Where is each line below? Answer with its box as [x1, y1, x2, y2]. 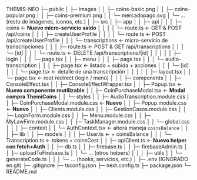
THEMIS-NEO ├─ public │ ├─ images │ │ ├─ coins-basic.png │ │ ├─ [6, 6, 173, 12]
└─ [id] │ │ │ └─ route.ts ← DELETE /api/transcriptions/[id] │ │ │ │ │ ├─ [6, 49, 181, 56]
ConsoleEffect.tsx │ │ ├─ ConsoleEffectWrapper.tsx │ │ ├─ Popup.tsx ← [6, 81, 182, 88]
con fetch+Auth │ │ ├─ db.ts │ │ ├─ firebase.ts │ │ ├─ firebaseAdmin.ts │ [6, 143, 188, 150]
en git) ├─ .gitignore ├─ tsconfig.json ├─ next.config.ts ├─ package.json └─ [6, 162, 191, 169]
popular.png [6, 12, 35, 19]
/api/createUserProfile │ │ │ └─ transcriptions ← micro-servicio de [6, 37, 168, 44]
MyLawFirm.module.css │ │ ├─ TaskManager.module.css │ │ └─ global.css [6, 118, 190, 125]
